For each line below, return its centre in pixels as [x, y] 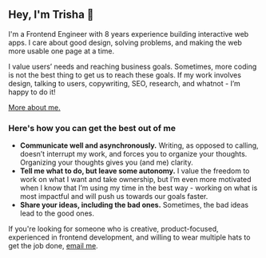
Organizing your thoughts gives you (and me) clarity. [106, 163]
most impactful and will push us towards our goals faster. [114, 196]
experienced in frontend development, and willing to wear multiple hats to [129, 237]
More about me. [35, 107]
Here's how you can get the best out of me [92, 128]
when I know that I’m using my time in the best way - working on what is [139, 188]
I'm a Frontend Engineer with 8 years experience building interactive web [129, 34]
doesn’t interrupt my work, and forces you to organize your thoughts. [133, 154]
